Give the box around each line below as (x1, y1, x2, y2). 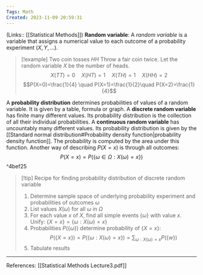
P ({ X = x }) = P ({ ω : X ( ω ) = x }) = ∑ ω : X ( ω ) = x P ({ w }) (50, 233, 178, 242)
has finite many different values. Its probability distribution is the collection (6, 112, 192, 119)
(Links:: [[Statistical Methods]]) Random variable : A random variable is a (6, 31, 187, 38)
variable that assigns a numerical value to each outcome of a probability (6, 37, 186, 45)
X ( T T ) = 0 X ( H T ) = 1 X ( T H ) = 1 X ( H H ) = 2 (50, 71, 168, 78)
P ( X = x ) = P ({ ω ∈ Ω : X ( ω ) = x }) (60, 153, 143, 160)
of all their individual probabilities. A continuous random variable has (6, 118, 179, 125)
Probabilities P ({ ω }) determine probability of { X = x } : (30, 224, 161, 232)
